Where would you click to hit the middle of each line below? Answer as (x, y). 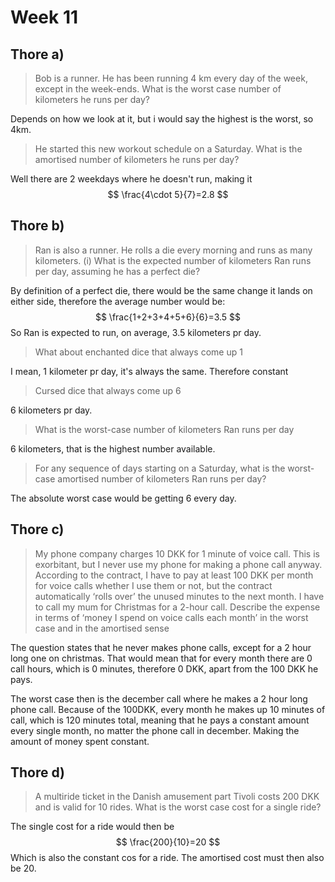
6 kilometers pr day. (51, 410)
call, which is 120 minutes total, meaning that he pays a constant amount (160, 720)
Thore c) (37, 529)
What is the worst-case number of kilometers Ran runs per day (164, 429)
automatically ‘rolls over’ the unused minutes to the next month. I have (179, 596)
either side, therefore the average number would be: (118, 301)
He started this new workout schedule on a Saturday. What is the (168, 149)
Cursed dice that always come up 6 (108, 390)
